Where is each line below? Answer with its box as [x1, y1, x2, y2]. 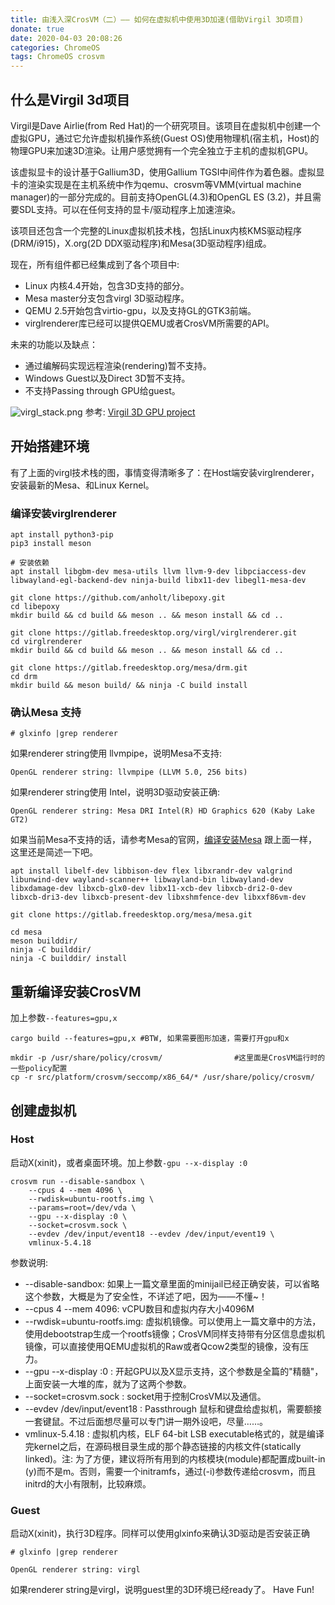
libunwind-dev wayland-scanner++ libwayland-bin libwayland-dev [10, 875, 284, 885]
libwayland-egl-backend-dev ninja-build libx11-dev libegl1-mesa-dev [10, 576, 307, 586]
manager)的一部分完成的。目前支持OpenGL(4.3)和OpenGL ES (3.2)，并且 [10, 191, 313, 203]
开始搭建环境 [10, 438, 90, 455]
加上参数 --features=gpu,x [10, 1012, 118, 1024]
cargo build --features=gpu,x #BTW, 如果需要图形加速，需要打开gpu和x [10, 1034, 290, 1044]
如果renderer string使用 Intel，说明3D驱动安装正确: [10, 786, 220, 798]
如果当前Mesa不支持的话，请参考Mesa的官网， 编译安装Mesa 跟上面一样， [10, 834, 318, 846]
